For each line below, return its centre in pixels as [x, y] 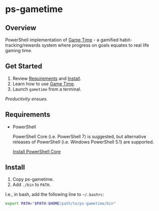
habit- [126, 40]
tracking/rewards [23, 45]
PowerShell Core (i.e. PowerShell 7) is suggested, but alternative [79, 136]
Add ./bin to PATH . [31, 185]
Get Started [24, 66]
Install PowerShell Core [37, 151]
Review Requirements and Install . [47, 78]
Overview [21, 28]
